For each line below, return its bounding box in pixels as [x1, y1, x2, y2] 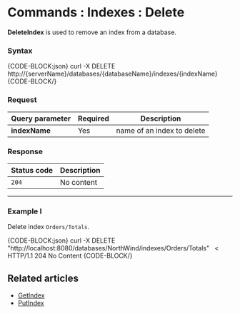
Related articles [7, 272, 79, 284]
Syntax [7, 46, 33, 56]
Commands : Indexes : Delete [7, 4, 185, 21]
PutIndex [17, 298, 44, 307]
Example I [7, 206, 42, 216]
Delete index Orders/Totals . [7, 223, 90, 231]
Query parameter [11, 113, 71, 123]
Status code [11, 165, 54, 175]
